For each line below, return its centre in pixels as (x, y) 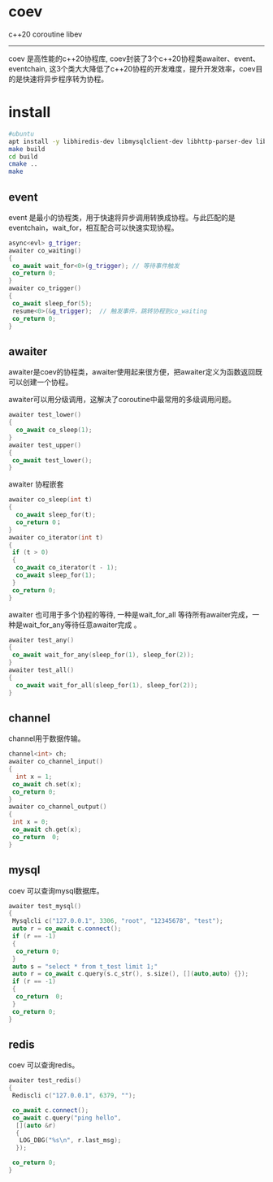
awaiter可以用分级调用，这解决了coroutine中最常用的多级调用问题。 (122, 400)
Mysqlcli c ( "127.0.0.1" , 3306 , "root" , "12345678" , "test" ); (117, 921)
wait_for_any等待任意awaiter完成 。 (82, 625)
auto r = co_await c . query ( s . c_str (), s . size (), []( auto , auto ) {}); (130, 974)
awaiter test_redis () (45, 1080)
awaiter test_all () (41, 670)
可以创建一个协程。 (41, 382)
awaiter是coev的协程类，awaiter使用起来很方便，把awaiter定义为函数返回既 (135, 372)
